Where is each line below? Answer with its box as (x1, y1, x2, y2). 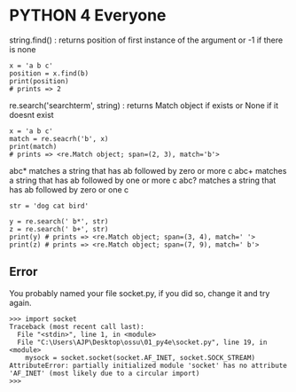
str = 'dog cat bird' (9, 201, 90, 210)
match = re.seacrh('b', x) (9, 134, 109, 143)
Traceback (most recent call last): (9, 322, 144, 331)
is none (9, 43, 36, 54)
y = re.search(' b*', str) (9, 216, 109, 226)
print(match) (9, 142, 58, 151)
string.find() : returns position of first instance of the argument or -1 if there (9, 35, 284, 45)
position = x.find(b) (9, 68, 90, 78)
